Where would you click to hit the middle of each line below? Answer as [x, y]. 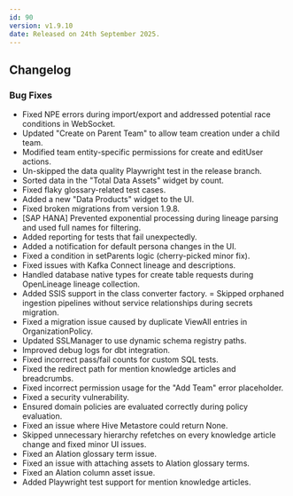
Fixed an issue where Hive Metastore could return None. [125, 426]
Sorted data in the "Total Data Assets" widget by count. [123, 181]
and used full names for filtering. [81, 228]
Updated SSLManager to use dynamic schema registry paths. [134, 341]
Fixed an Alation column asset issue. [89, 473]
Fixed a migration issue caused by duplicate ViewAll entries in [135, 322]
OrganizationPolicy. [57, 331]
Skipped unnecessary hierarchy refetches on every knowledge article [149, 435]
